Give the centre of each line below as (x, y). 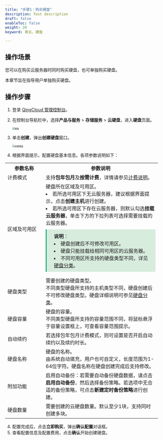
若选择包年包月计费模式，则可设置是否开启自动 (99, 335)
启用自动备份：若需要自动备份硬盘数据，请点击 (99, 375)
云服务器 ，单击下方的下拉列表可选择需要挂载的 (99, 216)
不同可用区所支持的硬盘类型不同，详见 (104, 258)
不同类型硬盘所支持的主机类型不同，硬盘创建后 (99, 288)
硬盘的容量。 (60, 311)
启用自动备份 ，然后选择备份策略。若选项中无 (97, 383)
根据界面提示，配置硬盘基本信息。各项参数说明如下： (65, 155)
